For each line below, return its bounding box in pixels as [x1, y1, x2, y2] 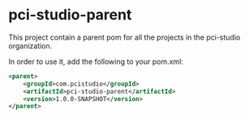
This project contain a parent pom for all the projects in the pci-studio [8, 32, 241, 42]
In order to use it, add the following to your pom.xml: [8, 57, 184, 66]
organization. [8, 40, 53, 50]
